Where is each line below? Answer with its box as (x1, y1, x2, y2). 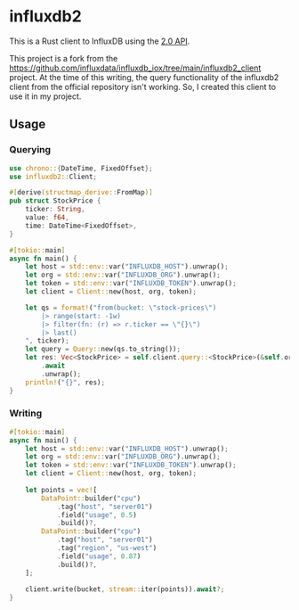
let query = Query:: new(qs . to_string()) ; (25, 345, 181, 354)
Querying (9, 144, 52, 156)
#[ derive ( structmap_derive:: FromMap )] (9, 188, 153, 197)
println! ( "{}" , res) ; (25, 377, 105, 387)
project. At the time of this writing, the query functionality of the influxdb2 (9, 71, 279, 82)
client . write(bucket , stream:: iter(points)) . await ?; (25, 585, 225, 594)
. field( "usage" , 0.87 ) (56, 551, 141, 561)
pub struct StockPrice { (9, 196, 101, 206)
